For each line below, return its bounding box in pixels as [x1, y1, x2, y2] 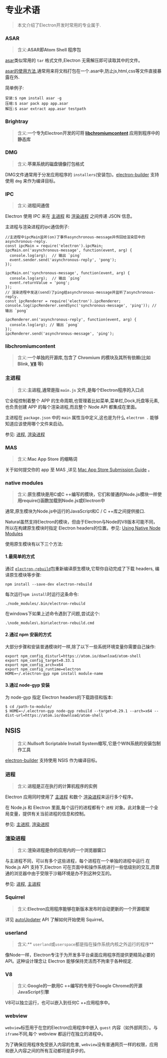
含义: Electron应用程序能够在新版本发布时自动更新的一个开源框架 [17, 906, 150, 912]
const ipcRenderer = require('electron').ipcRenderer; [5, 299, 121, 304]
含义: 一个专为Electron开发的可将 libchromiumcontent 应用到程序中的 [17, 130, 160, 136]
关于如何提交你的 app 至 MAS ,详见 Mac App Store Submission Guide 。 [5, 467, 153, 473]
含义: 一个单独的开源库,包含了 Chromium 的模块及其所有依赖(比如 [17, 355, 151, 361]
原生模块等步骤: [9, 571, 42, 577]
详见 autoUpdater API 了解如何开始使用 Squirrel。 [5, 916, 107, 922]
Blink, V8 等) [17, 361, 44, 367]
